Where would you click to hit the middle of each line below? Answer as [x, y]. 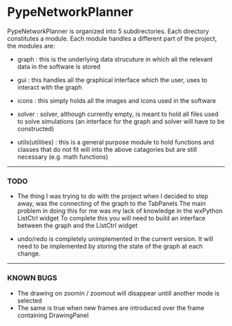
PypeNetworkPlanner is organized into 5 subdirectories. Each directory [108, 31]
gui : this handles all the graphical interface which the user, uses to [112, 79]
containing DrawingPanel [53, 315]
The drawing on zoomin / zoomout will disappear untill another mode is [118, 293]
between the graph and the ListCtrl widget [77, 226]
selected [30, 300]
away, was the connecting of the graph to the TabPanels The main [111, 204]
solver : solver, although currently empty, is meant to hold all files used [118, 114]
